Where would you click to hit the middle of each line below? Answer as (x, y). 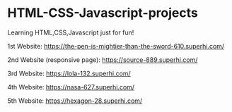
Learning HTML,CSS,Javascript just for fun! (71, 32)
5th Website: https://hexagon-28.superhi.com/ (75, 101)
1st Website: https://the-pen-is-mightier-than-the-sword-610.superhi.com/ (116, 46)
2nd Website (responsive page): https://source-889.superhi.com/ (103, 60)
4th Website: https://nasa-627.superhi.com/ (71, 87)
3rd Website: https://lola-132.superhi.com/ (69, 73)
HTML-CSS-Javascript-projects (103, 13)
